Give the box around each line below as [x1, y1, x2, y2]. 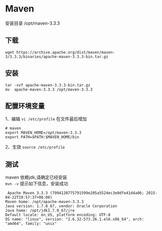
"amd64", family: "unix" [5, 221, 57, 226]
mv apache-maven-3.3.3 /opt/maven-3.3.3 [5, 87, 93, 92]
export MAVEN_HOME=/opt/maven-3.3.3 [5, 130, 81, 135]
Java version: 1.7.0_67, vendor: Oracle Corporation [5, 203, 117, 209]
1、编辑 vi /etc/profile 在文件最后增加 [5, 116, 87, 122]
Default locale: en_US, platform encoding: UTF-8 [5, 212, 111, 217]
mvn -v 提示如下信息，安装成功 [5, 180, 68, 186]
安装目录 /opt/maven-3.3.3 [5, 20, 60, 26]
